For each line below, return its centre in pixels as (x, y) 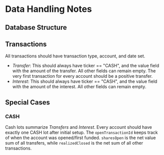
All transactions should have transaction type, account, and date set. (75, 56)
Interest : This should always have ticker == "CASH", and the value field (85, 81)
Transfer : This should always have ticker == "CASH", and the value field (86, 66)
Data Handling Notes (49, 9)
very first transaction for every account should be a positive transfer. (82, 76)
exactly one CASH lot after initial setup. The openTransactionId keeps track (82, 133)
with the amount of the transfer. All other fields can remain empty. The (84, 71)
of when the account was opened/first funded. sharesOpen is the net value (81, 138)
